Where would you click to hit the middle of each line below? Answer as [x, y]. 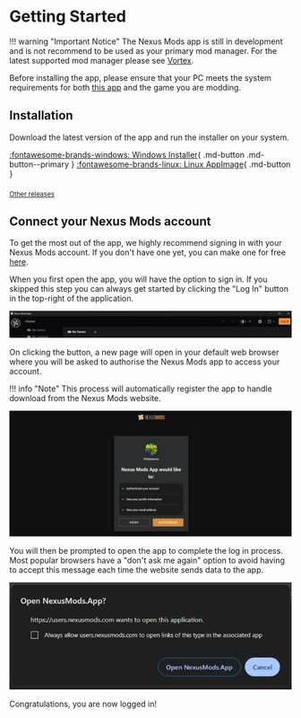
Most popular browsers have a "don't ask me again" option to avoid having [147, 560]
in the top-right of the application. [72, 299]
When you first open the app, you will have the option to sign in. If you [138, 279]
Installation [41, 115]
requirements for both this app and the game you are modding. [125, 87]
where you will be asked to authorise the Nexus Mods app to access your [145, 362]
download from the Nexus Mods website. [85, 398]
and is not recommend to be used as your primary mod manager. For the [143, 50]
